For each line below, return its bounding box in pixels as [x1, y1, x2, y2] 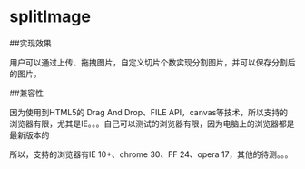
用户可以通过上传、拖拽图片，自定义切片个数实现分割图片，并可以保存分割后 [9, 56, 296, 67]
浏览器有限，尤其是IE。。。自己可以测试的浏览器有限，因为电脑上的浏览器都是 [9, 118, 295, 129]
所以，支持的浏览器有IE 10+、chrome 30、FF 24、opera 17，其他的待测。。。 [9, 148, 293, 160]
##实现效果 [9, 37, 52, 48]
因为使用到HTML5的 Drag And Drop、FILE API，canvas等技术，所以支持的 [9, 106, 289, 117]
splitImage [9, 6, 91, 27]
